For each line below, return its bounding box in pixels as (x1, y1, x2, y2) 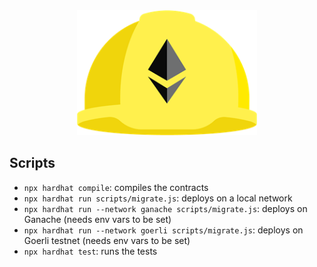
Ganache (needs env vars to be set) (23, 213, 172, 225)
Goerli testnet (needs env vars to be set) (23, 234, 191, 246)
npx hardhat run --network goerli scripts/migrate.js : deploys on (23, 224, 304, 236)
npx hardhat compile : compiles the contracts (23, 181, 209, 193)
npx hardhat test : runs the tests (23, 245, 158, 257)
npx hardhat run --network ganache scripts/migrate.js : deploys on (23, 202, 308, 214)
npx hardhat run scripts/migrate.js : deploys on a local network (23, 192, 293, 204)
